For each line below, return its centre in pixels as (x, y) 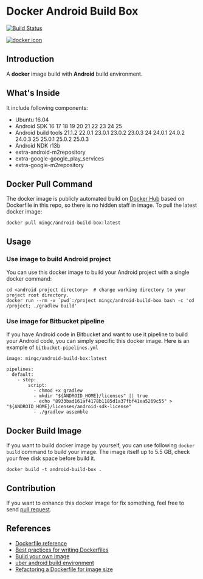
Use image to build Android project (59, 259)
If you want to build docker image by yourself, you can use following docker (101, 445)
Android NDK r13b (38, 145)
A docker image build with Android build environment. (74, 74)
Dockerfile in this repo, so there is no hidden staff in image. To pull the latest (102, 205)
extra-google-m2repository (49, 165)
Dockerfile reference (41, 543)
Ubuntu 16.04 (32, 120)
